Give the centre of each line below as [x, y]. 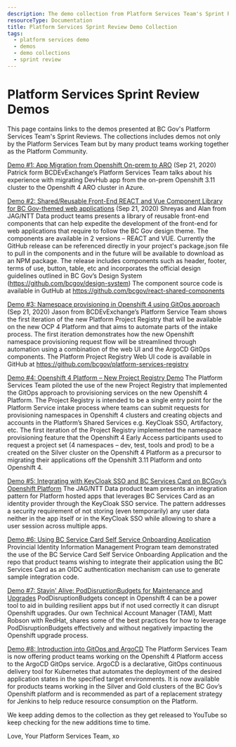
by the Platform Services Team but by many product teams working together [118, 143]
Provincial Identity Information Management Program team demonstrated [113, 547]
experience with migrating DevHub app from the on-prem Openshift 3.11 [111, 179]
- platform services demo [52, 40]
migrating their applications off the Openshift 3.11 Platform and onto [105, 460]
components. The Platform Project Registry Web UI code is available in [110, 357]
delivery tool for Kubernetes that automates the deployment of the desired [115, 671]
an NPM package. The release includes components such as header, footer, [117, 260]
